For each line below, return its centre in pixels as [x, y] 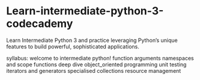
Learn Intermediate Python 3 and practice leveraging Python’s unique [92, 40]
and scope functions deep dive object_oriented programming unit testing [96, 64]
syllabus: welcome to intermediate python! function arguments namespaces [100, 58]
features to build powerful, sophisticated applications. [73, 47]
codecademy [40, 24]
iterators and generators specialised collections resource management [94, 70]
